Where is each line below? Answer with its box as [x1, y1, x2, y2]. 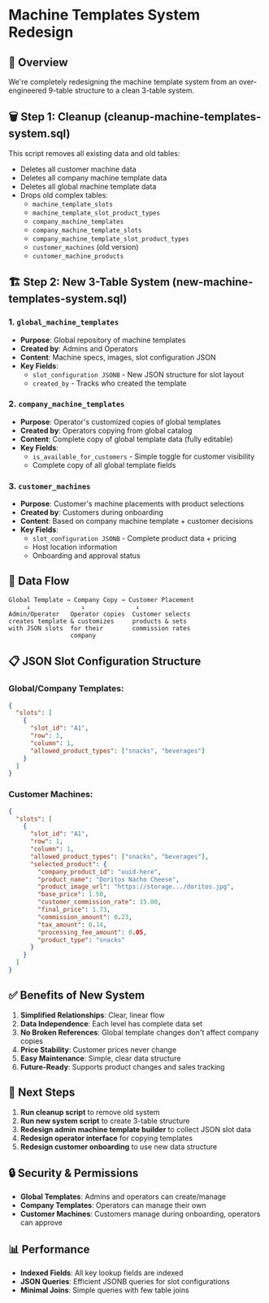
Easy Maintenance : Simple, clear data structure [20, 1053, 181, 1063]
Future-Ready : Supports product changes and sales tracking [20, 1061, 225, 1071]
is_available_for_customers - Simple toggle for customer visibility [32, 451, 255, 461]
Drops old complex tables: [20, 190, 108, 200]
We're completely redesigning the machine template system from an [8, 77, 237, 86]
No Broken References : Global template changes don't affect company [20, 1027, 259, 1037]
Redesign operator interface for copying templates [20, 1133, 193, 1143]
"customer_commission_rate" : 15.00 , [37, 898, 162, 906]
